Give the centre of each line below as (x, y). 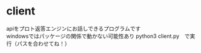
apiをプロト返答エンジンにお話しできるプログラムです (74, 28)
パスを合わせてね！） (43, 43)
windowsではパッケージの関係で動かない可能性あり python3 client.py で (98, 36)
